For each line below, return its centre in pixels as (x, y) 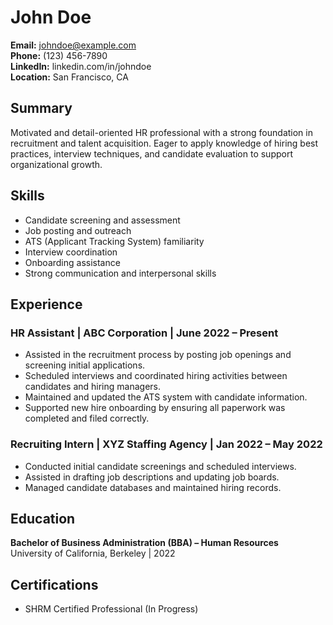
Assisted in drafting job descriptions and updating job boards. (152, 477)
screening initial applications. (85, 365)
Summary (41, 108)
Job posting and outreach (78, 230)
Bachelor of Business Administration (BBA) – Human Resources (144, 543)
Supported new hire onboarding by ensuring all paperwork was (155, 408)
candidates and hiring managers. (92, 387)
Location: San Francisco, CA (69, 77)
